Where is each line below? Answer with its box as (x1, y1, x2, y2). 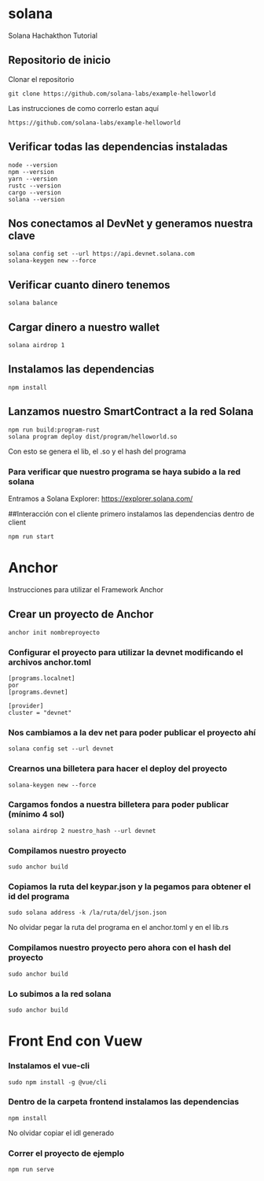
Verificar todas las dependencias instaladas (8, 140, 228, 154)
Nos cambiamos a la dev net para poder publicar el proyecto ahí (8, 727, 256, 738)
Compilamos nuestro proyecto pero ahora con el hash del (8, 942, 232, 953)
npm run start (8, 532, 55, 540)
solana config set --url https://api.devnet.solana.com (8, 250, 195, 258)
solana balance (8, 299, 58, 307)
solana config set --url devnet (8, 745, 114, 753)
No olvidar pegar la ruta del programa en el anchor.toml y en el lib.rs (8, 923, 229, 932)
